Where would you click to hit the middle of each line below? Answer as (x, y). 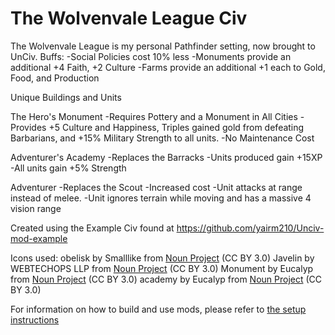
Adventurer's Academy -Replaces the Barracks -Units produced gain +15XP (166, 157)
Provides (28, 127)
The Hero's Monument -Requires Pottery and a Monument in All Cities (154, 116)
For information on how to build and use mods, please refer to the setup (158, 309)
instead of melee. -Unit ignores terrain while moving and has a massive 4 (161, 198)
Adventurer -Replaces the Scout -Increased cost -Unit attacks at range (156, 187)
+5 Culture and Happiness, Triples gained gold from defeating (176, 127)
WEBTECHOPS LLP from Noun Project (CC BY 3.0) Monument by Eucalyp (162, 268)
